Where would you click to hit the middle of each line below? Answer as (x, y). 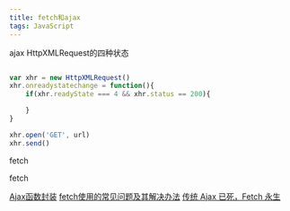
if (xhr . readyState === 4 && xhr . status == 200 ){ (118, 94)
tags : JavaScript (42, 26)
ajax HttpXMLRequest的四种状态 (69, 53)
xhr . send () (30, 143)
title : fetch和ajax (45, 18)
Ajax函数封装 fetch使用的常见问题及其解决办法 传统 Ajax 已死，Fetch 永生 (145, 196)
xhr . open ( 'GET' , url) (50, 135)
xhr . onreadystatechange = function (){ (82, 86)
